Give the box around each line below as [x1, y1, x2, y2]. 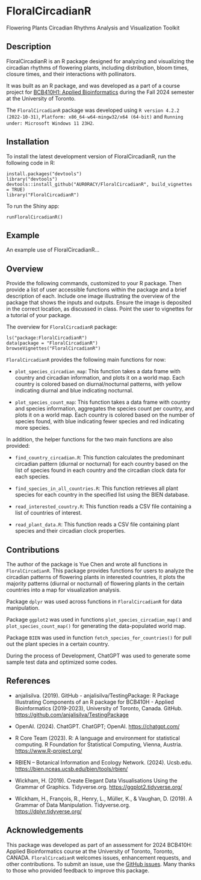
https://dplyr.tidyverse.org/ [14, 808, 82, 815]
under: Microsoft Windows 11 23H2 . [6, 119, 94, 126]
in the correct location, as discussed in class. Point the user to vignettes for [6, 305, 193, 312]
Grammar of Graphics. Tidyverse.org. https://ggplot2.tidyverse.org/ [14, 783, 182, 790]
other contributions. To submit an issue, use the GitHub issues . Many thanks [6, 860, 196, 867]
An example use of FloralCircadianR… [6, 246, 100, 253]
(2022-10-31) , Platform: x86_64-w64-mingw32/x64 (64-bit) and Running [6, 113, 184, 120]
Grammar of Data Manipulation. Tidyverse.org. [14, 801, 131, 808]
